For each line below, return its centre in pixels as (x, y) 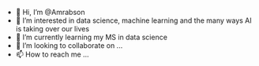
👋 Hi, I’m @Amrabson (50, 12)
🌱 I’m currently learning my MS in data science (92, 37)
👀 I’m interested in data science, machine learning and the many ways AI (134, 20)
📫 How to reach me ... (52, 54)
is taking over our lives (52, 29)
